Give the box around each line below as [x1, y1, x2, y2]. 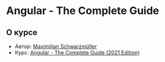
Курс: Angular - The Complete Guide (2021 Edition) [14, 49, 140, 56]
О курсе [6, 27, 38, 37]
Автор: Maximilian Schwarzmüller [14, 43, 97, 50]
